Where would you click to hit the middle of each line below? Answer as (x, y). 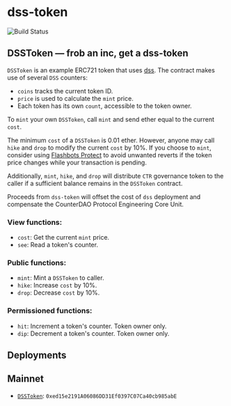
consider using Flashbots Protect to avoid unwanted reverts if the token (110, 155)
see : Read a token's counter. (58, 245)
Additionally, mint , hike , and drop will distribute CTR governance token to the (115, 175)
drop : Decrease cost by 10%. (58, 292)
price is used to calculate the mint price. (75, 98)
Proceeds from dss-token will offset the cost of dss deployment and (104, 196)
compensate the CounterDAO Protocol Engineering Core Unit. (96, 204)
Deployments (37, 356)
